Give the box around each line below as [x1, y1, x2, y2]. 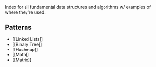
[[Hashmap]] [12, 46, 38, 52]
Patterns [5, 23, 32, 32]
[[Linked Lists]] [12, 36, 43, 42]
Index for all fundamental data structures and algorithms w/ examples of [5, 4, 151, 10]
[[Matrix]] [12, 57, 32, 63]
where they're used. [5, 9, 46, 15]
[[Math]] [12, 51, 29, 57]
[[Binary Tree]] [12, 41, 42, 47]
